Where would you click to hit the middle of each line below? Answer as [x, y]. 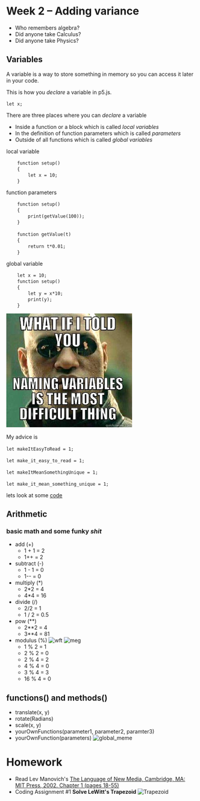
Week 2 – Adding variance [73, 11]
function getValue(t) [44, 234]
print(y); [40, 300]
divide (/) [26, 602]
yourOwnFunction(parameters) [53, 738]
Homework [34, 762]
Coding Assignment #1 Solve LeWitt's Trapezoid [76, 792]
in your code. [23, 80]
